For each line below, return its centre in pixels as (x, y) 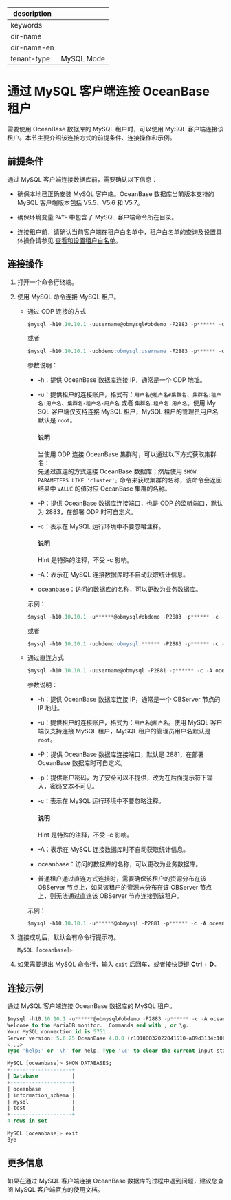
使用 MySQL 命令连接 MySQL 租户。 (68, 297)
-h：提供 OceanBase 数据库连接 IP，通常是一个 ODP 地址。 (122, 380)
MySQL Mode (83, 59)
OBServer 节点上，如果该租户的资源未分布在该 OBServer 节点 (125, 887)
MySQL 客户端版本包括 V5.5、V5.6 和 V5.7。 (80, 202)
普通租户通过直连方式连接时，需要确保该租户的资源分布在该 (122, 878)
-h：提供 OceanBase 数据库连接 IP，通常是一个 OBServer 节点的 (129, 699)
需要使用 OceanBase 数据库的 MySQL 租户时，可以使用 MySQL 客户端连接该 (115, 129)
